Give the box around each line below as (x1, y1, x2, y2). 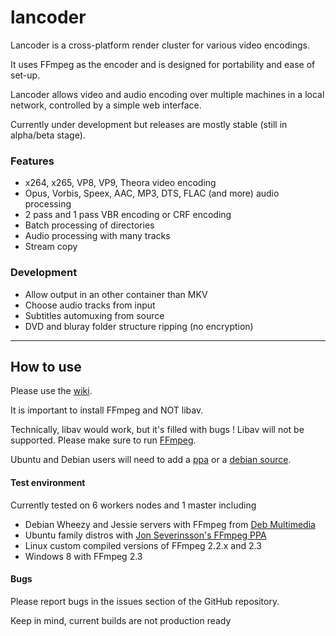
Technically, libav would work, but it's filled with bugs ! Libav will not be (10, 424, 305, 436)
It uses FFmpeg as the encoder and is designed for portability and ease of (10, 58, 316, 70)
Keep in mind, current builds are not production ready (10, 614, 232, 626)
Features (10, 154, 55, 168)
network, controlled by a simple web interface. (10, 99, 202, 111)
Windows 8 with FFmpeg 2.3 (24, 550, 143, 562)
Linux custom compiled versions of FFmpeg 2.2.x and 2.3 (24, 539, 262, 551)
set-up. (10, 69, 41, 81)
